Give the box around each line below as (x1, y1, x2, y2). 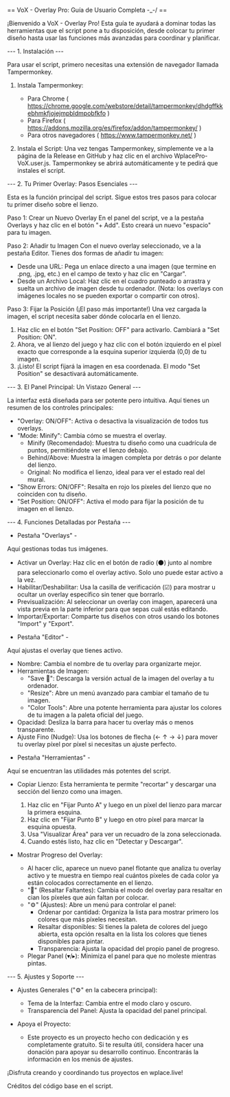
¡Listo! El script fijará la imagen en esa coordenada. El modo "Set (16, 362, 200, 370)
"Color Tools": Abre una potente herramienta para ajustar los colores (27, 704, 222, 711)
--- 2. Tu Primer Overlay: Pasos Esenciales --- (7, 180, 138, 188)
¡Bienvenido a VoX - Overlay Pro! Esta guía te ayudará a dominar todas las (7, 19, 216, 27)
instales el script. (16, 167, 66, 174)
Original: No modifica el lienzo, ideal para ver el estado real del (27, 468, 205, 476)
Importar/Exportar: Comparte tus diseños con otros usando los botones (16, 612, 220, 620)
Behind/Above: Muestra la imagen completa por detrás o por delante (27, 454, 222, 461)
